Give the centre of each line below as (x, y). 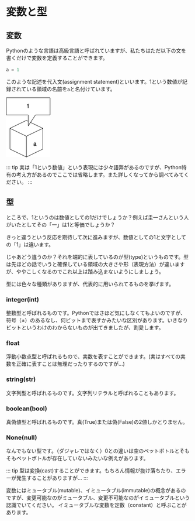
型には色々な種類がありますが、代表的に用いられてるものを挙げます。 (90, 284)
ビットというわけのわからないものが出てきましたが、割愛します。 (85, 327)
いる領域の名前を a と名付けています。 (71, 89)
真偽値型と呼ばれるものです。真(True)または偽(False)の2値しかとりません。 (97, 421)
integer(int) (22, 299)
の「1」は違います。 (30, 244)
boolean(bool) (27, 409)
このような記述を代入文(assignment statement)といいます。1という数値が (94, 81)
